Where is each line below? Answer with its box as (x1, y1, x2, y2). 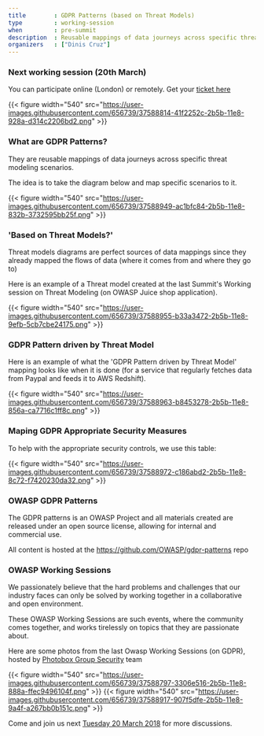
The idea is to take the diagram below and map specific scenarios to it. (8, 178, 237, 187)
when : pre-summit (8, 26, 97, 34)
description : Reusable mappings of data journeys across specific (8, 33, 237, 42)
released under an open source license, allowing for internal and (8, 521, 217, 531)
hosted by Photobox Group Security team (8, 655, 143, 664)
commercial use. (8, 529, 62, 539)
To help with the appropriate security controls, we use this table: (8, 443, 217, 453)
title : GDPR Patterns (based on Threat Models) (8, 11, 195, 20)
